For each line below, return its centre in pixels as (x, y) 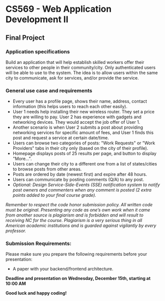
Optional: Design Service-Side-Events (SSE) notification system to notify (86, 185)
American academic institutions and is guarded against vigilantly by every (81, 226)
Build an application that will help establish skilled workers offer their (75, 62)
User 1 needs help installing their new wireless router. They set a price (83, 112)
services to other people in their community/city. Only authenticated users (81, 67)
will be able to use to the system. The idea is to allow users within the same (82, 73)
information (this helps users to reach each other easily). (70, 107)
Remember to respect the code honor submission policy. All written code (79, 205)
